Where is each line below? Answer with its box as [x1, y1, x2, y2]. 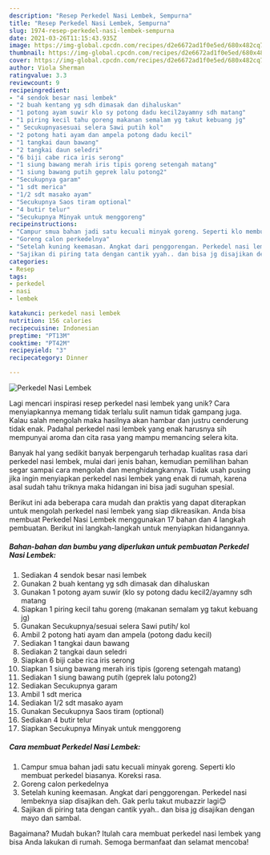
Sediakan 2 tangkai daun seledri [20, 647, 127, 656]
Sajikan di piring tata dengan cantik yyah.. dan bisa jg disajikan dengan [20, 805, 256, 814]
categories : [9, 257, 49, 265]
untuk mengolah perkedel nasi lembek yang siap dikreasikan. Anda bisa [9, 506, 246, 515]
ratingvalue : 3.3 [9, 71, 67, 79]
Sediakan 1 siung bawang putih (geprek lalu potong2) [20, 672, 197, 682]
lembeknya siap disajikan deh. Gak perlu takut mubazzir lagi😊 [20, 796, 227, 805]
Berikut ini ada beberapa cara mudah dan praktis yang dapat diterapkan [9, 498, 247, 507]
